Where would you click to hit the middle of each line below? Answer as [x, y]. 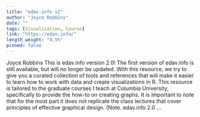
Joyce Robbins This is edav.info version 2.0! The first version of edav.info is [100, 62]
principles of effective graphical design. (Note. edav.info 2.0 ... [84, 107]
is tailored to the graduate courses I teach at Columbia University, [87, 88]
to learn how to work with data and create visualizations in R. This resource [99, 81]
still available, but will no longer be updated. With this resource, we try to [96, 69]
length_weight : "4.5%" [35, 40]
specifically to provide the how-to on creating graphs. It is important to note [100, 95]
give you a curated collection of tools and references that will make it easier [100, 75]
